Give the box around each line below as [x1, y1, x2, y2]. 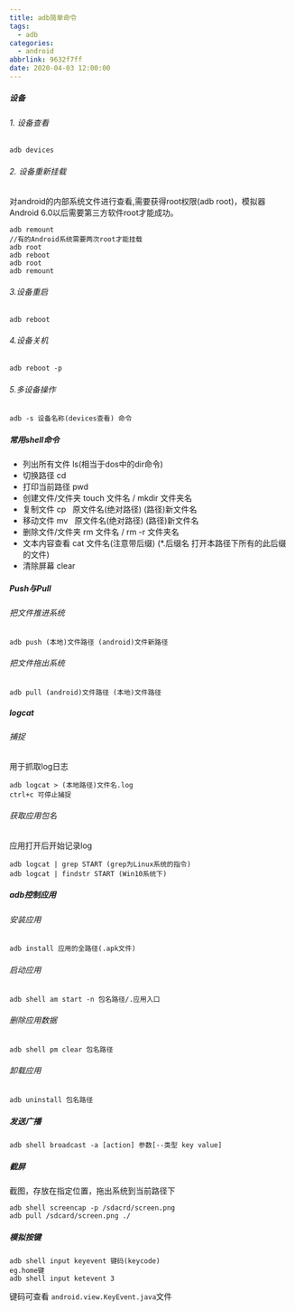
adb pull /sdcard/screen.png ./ [9, 1211, 131, 1221]
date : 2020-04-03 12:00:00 [9, 64, 111, 73]
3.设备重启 [9, 287, 49, 297]
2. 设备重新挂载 [9, 166, 67, 177]
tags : [9, 22, 30, 31]
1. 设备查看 [9, 117, 50, 127]
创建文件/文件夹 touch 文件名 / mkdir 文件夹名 [22, 493, 192, 504]
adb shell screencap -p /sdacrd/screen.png [9, 1203, 176, 1212]
